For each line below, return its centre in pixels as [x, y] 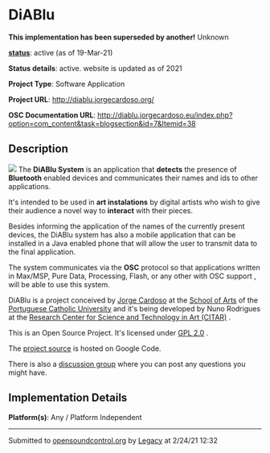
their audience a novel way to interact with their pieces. [100, 210]
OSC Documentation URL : [52, 115]
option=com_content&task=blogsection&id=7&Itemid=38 [102, 123]
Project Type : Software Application [67, 84]
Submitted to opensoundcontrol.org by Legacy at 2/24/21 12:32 [113, 440]
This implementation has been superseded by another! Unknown [119, 37]
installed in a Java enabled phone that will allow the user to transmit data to [133, 243]
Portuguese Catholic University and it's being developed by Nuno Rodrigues [135, 308]
